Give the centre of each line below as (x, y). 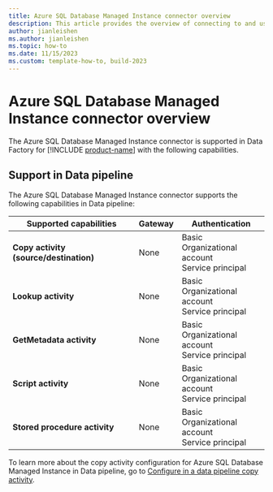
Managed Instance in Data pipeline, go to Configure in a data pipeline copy (133, 471)
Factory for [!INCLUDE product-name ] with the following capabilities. (124, 149)
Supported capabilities (71, 223)
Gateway (156, 223)
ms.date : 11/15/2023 (43, 54)
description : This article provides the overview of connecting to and (132, 24)
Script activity (41, 383)
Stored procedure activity (63, 427)
